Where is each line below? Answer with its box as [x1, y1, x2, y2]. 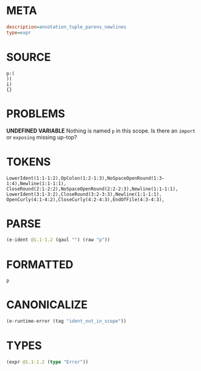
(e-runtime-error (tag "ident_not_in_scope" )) [6, 318, 127, 325]
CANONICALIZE [6, 298, 88, 312]
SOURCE [6, 50, 51, 64]
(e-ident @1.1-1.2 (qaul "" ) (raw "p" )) [6, 237, 111, 243]
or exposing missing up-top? [6, 133, 77, 141]
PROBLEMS [6, 106, 65, 120]
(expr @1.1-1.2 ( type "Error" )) [6, 359, 88, 365]
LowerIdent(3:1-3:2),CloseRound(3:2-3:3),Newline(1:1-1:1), [6, 191, 163, 197]
